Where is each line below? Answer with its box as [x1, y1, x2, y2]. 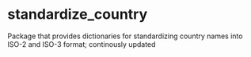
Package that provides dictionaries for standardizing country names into [7, 31, 243, 41]
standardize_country [7, 5, 148, 23]
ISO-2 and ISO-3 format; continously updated [7, 39, 156, 48]
